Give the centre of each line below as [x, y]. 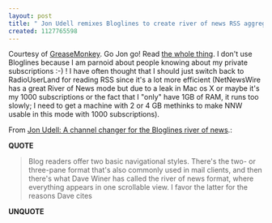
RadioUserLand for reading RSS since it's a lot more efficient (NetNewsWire [135, 80]
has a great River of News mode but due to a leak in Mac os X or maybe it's [134, 88]
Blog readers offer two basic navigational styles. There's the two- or [142, 161]
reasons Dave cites [60, 196]
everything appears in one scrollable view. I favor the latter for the [138, 187]
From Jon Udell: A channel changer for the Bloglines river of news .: [120, 130]
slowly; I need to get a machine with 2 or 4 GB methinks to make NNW [125, 105]
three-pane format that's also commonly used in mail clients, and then [145, 170]
